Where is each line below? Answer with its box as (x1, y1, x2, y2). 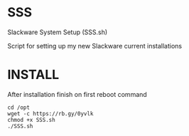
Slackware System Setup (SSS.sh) (7, 28, 108, 36)
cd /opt (7, 104, 31, 111)
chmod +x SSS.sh (7, 116, 55, 123)
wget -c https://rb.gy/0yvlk (7, 110, 94, 117)
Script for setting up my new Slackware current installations (7, 41, 183, 50)
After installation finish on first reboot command (7, 90, 147, 98)
